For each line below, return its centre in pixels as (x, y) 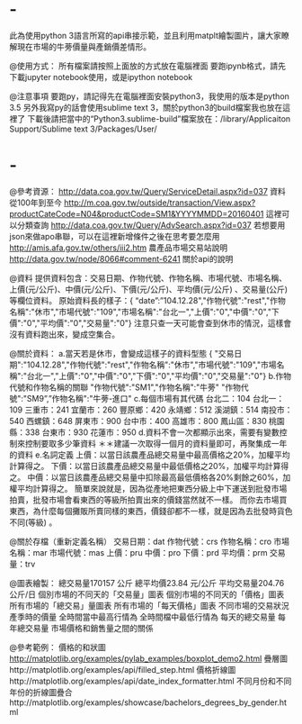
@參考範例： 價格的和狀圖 (58, 647)
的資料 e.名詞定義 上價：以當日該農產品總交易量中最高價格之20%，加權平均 (150, 455)
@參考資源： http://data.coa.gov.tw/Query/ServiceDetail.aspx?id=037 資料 (147, 191)
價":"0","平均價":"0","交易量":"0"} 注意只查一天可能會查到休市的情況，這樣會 (151, 322)
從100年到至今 (36, 203)
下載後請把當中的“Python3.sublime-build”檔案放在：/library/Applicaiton (159, 118)
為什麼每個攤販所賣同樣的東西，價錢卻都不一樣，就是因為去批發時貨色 (163, 511)
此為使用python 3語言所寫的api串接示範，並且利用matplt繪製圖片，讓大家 (145, 35)
